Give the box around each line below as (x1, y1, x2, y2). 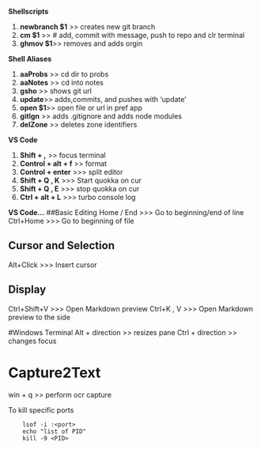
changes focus (8, 336, 57, 345)
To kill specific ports (8, 405, 74, 414)
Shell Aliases (8, 55, 52, 63)
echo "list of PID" (22, 427, 87, 436)
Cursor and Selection (8, 239, 115, 252)
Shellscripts (8, 7, 49, 16)
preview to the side (8, 312, 71, 322)
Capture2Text (8, 364, 101, 382)
